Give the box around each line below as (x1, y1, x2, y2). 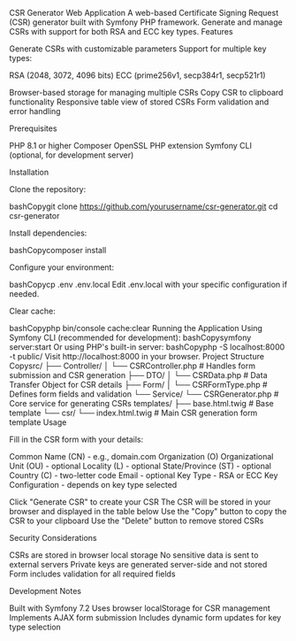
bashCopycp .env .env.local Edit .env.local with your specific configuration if (9, 279, 288, 290)
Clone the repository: (9, 184, 87, 194)
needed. (9, 289, 40, 299)
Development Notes (9, 586, 82, 596)
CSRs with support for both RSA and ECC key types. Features (9, 27, 233, 36)
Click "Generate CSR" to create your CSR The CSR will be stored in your (9, 497, 271, 507)
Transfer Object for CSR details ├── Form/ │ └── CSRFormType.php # (9, 380, 268, 390)
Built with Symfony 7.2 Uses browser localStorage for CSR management (9, 603, 271, 614)
